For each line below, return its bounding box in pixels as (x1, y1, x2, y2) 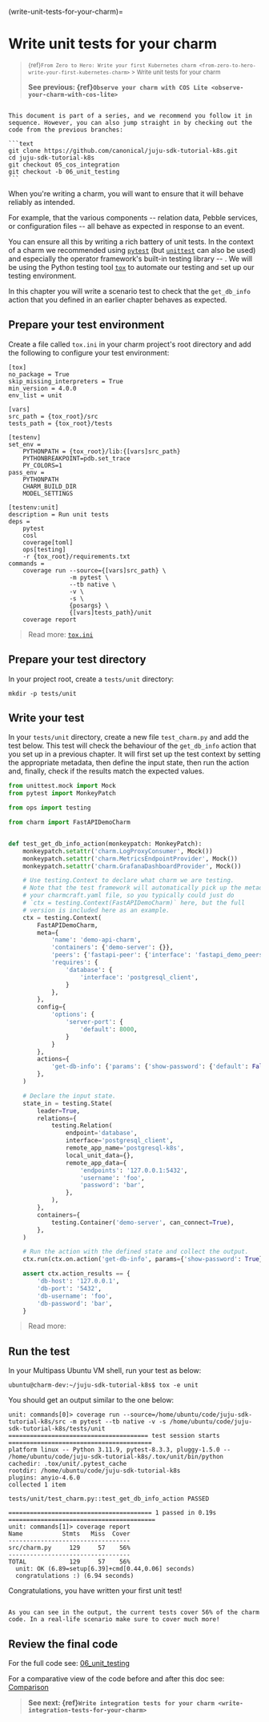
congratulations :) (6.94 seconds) (15, 1572, 134, 1580)
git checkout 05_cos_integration (8, 160, 120, 169)
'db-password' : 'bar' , (37, 1299, 113, 1307)
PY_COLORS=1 (22, 461, 62, 469)
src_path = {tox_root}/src (8, 412, 98, 420)
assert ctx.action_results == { (22, 1270, 130, 1278)
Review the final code (8, 1637, 118, 1651)
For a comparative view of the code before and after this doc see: (8, 1674, 225, 1684)
